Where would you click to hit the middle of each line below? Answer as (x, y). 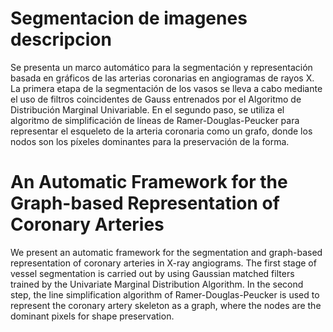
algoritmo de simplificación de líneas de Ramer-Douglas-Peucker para (155, 120)
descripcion (61, 39)
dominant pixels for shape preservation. (92, 316)
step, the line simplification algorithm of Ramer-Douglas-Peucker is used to (165, 294)
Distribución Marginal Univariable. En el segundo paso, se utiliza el (147, 109)
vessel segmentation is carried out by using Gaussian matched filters (152, 273)
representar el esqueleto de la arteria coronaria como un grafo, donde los (161, 131)
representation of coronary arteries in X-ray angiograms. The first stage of (163, 263)
